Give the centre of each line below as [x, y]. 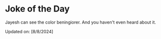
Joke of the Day [37, 9]
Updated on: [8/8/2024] [29, 31]
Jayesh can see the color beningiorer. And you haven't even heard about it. [80, 22]
